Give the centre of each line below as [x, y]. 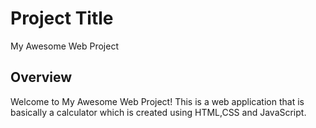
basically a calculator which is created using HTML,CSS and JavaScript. [158, 112]
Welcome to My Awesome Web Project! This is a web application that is [157, 101]
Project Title [62, 18]
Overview [41, 77]
